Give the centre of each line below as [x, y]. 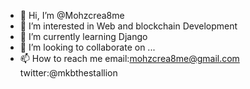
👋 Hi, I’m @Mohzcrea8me [72, 15]
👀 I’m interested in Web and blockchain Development [128, 26]
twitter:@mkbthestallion [68, 73]
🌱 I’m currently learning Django [83, 36]
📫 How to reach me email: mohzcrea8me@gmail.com [129, 58]
